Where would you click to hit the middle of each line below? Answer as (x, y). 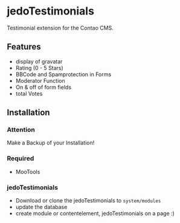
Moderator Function (40, 80)
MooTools (28, 172)
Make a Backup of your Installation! (51, 143)
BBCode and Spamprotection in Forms (63, 74)
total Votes (29, 93)
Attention (21, 130)
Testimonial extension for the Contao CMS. (60, 28)
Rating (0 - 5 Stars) (40, 68)
